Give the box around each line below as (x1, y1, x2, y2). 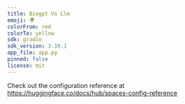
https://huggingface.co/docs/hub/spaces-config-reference (7, 89, 178, 97)
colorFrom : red (7, 23, 52, 30)
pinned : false (7, 56, 49, 63)
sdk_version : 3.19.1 (7, 43, 68, 50)
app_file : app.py (7, 50, 58, 57)
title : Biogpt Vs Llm (7, 10, 71, 17)
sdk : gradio (7, 36, 42, 43)
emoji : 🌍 (7, 17, 35, 24)
